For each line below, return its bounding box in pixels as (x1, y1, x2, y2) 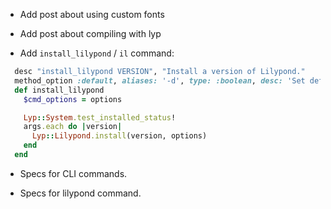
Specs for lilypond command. (19, 187, 142, 199)
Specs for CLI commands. (19, 167, 128, 179)
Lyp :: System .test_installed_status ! (23, 112, 177, 123)
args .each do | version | (23, 122, 123, 132)
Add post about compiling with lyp (19, 28, 162, 39)
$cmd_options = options (23, 94, 123, 104)
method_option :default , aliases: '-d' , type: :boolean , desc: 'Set (14, 75, 306, 86)
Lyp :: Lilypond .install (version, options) (31, 131, 208, 141)
